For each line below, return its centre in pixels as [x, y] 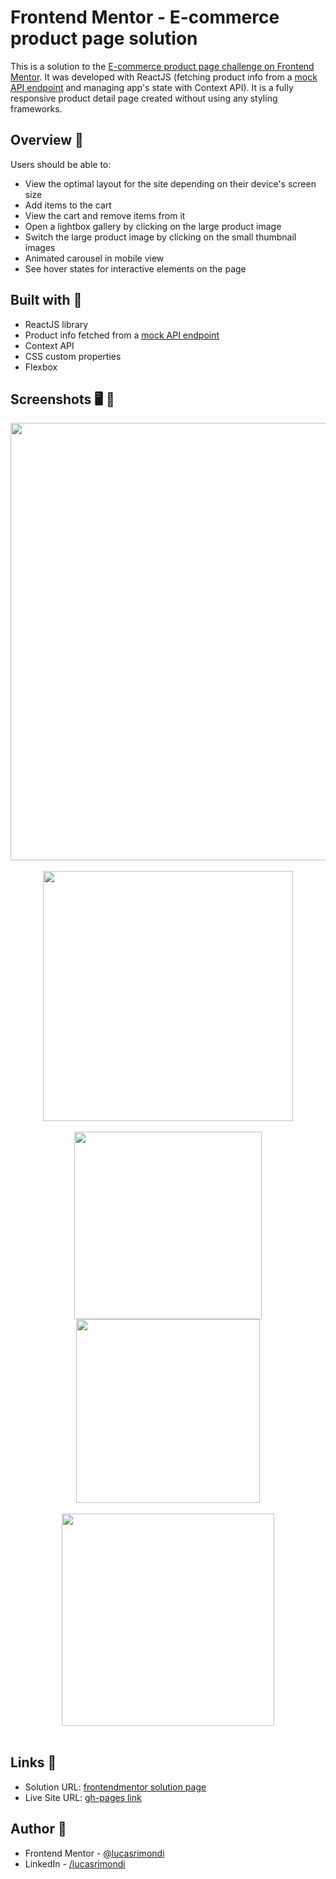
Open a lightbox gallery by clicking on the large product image [153, 226]
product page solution [104, 38]
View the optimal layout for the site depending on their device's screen [170, 183]
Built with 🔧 [46, 300]
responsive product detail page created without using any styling [144, 98]
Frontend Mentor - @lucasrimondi [94, 1853]
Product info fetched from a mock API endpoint [122, 335]
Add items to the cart [68, 205]
